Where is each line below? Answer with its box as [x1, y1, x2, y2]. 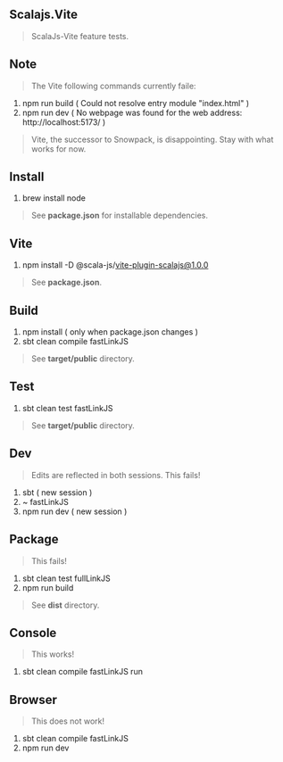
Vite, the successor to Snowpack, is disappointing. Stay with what [30, 134, 274, 145]
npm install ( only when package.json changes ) [21, 327, 199, 337]
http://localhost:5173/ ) [21, 116, 106, 128]
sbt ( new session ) [21, 486, 93, 498]
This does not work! [30, 716, 105, 726]
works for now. [30, 143, 87, 154]
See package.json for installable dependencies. [30, 210, 208, 221]
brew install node [21, 193, 87, 203]
